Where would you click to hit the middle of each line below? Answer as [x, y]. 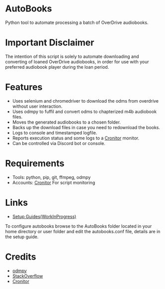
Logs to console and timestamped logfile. [55, 133]
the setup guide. [22, 237]
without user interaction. [37, 106]
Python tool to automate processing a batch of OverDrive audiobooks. [77, 22]
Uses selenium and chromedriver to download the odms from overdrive [85, 101]
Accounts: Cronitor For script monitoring [54, 182]
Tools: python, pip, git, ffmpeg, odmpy [51, 177]
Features [24, 87]
